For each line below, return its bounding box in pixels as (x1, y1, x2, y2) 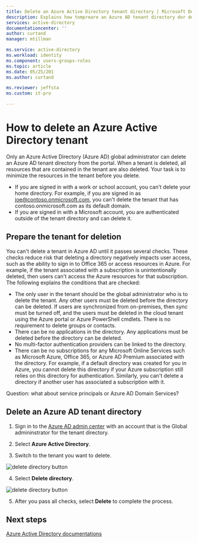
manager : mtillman (6, 36, 51, 42)
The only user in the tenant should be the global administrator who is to (14, 290, 188, 297)
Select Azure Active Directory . (14, 440, 91, 447)
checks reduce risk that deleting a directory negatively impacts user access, (6, 253, 192, 261)
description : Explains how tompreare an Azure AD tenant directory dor (6, 14, 186, 20)
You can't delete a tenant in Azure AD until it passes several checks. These (6, 248, 188, 255)
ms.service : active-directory (6, 47, 81, 53)
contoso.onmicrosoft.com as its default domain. (14, 202, 131, 209)
